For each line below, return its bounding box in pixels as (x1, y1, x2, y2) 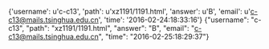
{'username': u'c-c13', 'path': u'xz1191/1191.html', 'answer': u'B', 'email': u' (8, 7, 251, 16)
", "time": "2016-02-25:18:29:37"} (98, 32, 210, 41)
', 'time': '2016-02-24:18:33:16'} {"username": (98, 15, 250, 24)
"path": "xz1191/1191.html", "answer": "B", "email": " (26, 24, 195, 32)
